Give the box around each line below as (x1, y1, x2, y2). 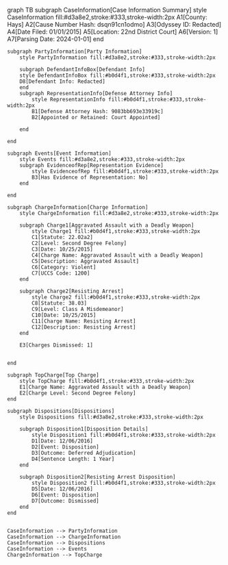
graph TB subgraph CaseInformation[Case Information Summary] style (7, 6, 207, 14)
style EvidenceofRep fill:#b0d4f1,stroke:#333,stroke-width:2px (31, 168, 219, 175)
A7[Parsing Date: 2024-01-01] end (7, 35, 104, 43)
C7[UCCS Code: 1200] (31, 270, 90, 277)
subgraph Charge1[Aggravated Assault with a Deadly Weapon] (19, 222, 194, 229)
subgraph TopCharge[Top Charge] (7, 372, 99, 379)
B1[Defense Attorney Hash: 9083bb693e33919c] (31, 108, 164, 115)
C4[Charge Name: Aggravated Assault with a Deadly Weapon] (31, 252, 204, 259)
